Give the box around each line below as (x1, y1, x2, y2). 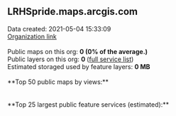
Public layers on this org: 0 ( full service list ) (7, 55, 134, 63)
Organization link (7, 32, 57, 41)
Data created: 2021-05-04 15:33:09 (7, 24, 111, 33)
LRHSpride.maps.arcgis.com (7, 6, 138, 18)
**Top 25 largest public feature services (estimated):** (7, 100, 169, 109)
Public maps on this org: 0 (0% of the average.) (7, 47, 148, 56)
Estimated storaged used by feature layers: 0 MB (7, 62, 150, 70)
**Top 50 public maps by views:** (7, 78, 109, 86)
